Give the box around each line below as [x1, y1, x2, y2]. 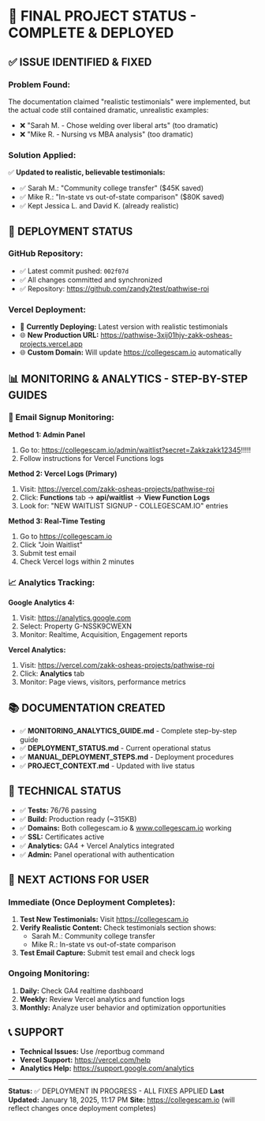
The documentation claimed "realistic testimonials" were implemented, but [8, 96, 251, 106]
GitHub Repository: [8, 248, 84, 259]
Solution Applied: [8, 149, 77, 160]
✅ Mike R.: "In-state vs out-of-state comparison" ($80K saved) [19, 193, 225, 202]
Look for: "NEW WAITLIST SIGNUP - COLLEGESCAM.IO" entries [19, 501, 229, 510]
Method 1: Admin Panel [8, 429, 85, 439]
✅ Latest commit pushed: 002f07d [19, 266, 129, 276]
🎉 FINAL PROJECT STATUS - [8, 7, 197, 25]
